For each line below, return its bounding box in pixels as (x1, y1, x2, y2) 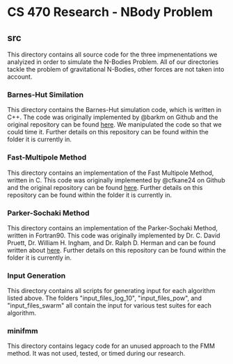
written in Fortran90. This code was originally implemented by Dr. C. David (7, 231, 220, 239)
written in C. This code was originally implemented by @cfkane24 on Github (7, 175, 225, 184)
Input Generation (7, 271, 66, 280)
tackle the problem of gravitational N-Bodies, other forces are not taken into (7, 65, 225, 73)
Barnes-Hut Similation (7, 90, 84, 100)
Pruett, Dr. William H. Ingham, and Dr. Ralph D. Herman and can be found (7, 238, 216, 247)
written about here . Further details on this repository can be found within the (7, 246, 226, 254)
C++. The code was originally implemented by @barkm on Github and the (7, 113, 218, 122)
